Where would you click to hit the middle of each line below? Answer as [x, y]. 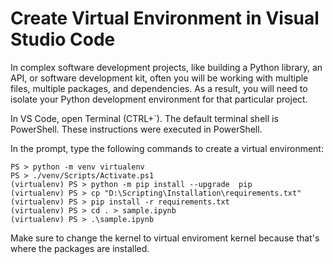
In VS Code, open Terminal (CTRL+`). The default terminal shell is [144, 118]
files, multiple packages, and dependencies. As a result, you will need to [159, 88]
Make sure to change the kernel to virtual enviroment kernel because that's [165, 238]
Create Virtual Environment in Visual [165, 18]
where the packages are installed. [80, 248]
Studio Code [63, 39]
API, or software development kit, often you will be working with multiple [159, 78]
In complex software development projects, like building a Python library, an [166, 67]
